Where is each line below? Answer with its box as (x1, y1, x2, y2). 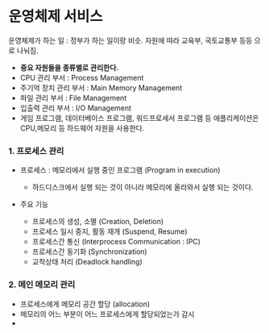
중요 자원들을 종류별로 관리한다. (19, 62, 119, 73)
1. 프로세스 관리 (8, 145, 64, 156)
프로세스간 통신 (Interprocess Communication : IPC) (31, 237, 201, 247)
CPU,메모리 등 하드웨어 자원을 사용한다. (19, 123, 145, 133)
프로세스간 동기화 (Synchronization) (31, 247, 147, 256)
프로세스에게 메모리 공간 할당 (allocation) (19, 299, 151, 309)
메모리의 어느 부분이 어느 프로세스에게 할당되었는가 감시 (19, 309, 195, 318)
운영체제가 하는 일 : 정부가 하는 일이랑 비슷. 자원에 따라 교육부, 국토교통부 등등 (8, 35, 253, 45)
